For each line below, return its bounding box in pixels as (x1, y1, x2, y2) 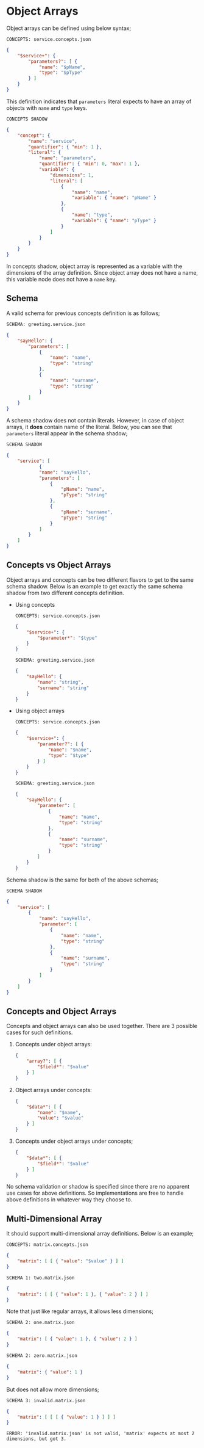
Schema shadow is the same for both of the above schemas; (6, 876, 158, 883)
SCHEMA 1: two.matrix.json (6, 1275, 75, 1281)
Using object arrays (15, 707, 65, 715)
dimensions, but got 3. (6, 1436, 67, 1442)
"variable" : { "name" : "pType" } (71, 217, 157, 223)
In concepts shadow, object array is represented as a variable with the (6, 262, 183, 270)
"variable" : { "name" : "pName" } (71, 195, 157, 201)
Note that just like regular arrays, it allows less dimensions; (6, 1308, 154, 1315)
